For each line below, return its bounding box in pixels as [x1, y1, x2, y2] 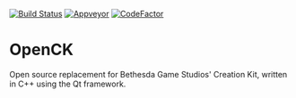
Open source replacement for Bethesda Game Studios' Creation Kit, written [9, 69, 288, 79]
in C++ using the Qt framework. [9, 78, 126, 89]
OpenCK [9, 40, 74, 60]
